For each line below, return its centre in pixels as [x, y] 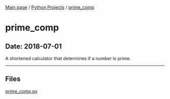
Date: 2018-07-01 [34, 46]
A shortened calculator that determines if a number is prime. [68, 58]
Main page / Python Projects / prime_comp [50, 7]
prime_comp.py [22, 91]
